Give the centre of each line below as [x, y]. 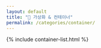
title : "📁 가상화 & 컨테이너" [40, 17]
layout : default [26, 12]
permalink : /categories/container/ [51, 23]
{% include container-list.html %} [47, 40]
